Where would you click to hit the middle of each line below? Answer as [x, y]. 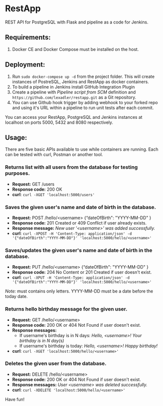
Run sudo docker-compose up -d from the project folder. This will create [83, 76]
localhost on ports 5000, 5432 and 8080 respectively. [59, 122]
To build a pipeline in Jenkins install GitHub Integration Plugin [73, 87]
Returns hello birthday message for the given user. [66, 309]
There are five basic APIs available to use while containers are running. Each [82, 149]
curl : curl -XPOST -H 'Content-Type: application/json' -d [72, 233]
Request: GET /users [33, 184]
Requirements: [28, 37]
